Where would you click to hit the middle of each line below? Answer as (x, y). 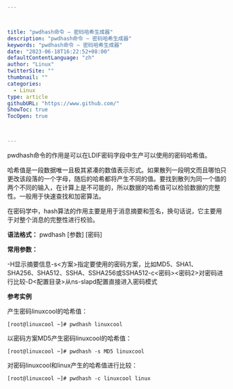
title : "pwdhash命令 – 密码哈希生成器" (60, 32)
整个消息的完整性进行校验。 (59, 220)
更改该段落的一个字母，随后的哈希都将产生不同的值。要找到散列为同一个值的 (117, 179)
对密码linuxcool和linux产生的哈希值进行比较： (72, 365)
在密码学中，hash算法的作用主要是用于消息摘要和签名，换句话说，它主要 (112, 211)
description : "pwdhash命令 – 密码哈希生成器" (70, 38)
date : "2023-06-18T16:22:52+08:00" (59, 52)
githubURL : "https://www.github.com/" (63, 103)
